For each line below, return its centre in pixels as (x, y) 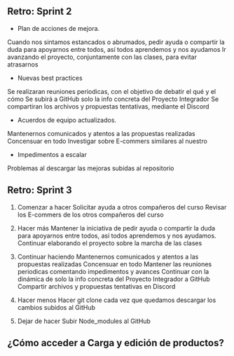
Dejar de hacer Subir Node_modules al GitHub (84, 321)
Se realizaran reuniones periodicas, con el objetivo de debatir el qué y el (111, 91)
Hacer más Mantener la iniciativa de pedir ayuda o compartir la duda (116, 228)
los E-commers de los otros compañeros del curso (90, 214)
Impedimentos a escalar (52, 154)
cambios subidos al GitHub (56, 307)
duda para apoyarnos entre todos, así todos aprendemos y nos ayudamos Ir (117, 49)
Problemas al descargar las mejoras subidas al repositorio (91, 168)
